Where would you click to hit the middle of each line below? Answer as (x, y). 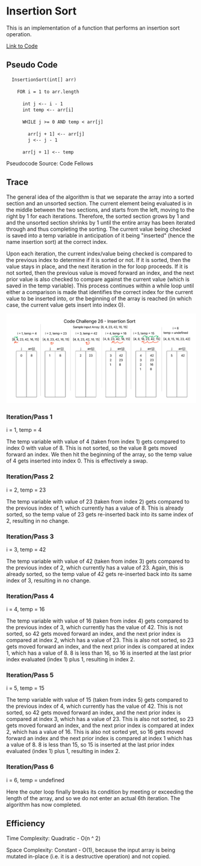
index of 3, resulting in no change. (49, 580)
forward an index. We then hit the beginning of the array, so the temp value (99, 455)
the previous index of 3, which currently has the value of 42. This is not (94, 627)
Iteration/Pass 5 (30, 675)
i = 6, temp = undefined (36, 780)
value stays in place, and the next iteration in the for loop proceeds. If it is (97, 266)
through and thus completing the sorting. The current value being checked (99, 229)
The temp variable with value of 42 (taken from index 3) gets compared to (98, 561)
